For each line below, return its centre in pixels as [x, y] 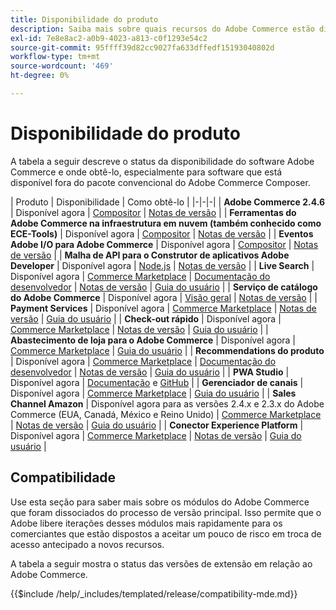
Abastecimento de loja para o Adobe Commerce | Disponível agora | [153, 340]
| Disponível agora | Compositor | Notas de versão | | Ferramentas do [153, 212]
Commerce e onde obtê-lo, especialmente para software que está [146, 172]
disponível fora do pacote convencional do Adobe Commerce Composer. [160, 182]
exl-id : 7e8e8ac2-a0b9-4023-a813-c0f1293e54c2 [109, 38]
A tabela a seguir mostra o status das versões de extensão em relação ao [161, 563]
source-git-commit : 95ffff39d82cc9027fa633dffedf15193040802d [142, 47]
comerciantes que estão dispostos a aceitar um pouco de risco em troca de [166, 533]
